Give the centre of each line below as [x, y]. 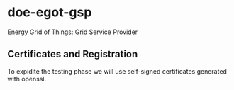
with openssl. [27, 79]
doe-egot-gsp [50, 12]
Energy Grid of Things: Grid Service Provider [73, 32]
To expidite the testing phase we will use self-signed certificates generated [117, 71]
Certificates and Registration [73, 54]
